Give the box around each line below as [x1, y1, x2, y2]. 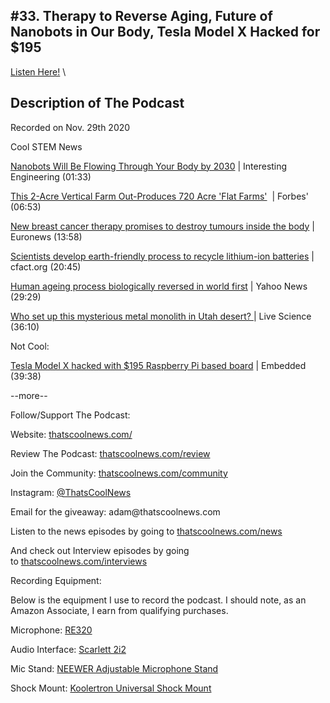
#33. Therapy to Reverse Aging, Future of [10, 8, 273, 25]
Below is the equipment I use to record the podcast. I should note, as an [10, 594, 307, 606]
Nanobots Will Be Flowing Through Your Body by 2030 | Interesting [10, 160, 288, 172]
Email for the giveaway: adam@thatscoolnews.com [10, 505, 221, 518]
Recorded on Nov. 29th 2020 [10, 121, 131, 133]
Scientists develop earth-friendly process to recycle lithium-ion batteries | [10, 250, 315, 262]
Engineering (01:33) [10, 170, 92, 183]
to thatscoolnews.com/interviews [10, 555, 148, 567]
